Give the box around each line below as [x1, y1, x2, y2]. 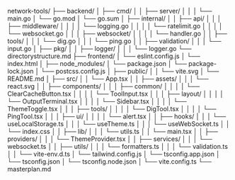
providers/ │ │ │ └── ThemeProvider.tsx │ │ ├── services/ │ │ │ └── [7, 135, 212, 143]
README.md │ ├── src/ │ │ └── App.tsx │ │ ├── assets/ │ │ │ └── [7, 74, 209, 83]
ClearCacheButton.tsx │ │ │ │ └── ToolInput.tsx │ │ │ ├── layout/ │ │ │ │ [7, 89, 224, 98]
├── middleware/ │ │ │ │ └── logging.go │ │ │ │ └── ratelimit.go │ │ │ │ [7, 22, 223, 30]
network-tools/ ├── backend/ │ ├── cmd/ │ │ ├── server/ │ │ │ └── [7, 7, 212, 15]
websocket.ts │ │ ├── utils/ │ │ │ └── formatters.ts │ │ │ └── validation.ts [7, 142, 229, 150]
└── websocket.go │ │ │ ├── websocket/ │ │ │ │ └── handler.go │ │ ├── [7, 29, 228, 38]
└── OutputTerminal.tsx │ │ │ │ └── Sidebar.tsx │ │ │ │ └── [7, 97, 187, 106]
